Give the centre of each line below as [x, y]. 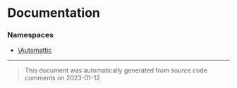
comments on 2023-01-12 [62, 78]
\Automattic [35, 50]
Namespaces [31, 35]
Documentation [54, 13]
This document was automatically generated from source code [116, 70]
